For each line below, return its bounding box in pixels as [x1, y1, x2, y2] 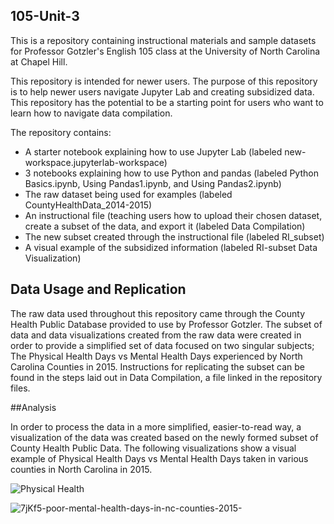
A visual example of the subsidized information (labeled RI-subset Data [24, 241, 318, 253]
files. [10, 382, 31, 394]
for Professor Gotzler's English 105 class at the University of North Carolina [10, 45, 321, 57]
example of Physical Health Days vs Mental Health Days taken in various [10, 452, 309, 464]
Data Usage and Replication [10, 281, 187, 298]
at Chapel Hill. [10, 55, 68, 68]
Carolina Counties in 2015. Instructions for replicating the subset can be [10, 360, 305, 373]
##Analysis [10, 401, 57, 413]
